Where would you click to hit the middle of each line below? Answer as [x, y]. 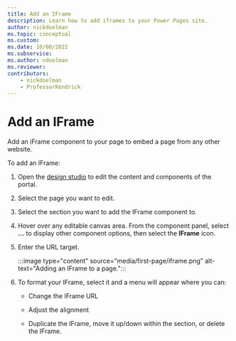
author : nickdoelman [38, 27]
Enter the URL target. [48, 247]
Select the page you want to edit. [66, 198]
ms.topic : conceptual [39, 34]
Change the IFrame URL [63, 296]
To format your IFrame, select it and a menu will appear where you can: [122, 283]
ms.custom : [23, 41]
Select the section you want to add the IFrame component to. [107, 212]
